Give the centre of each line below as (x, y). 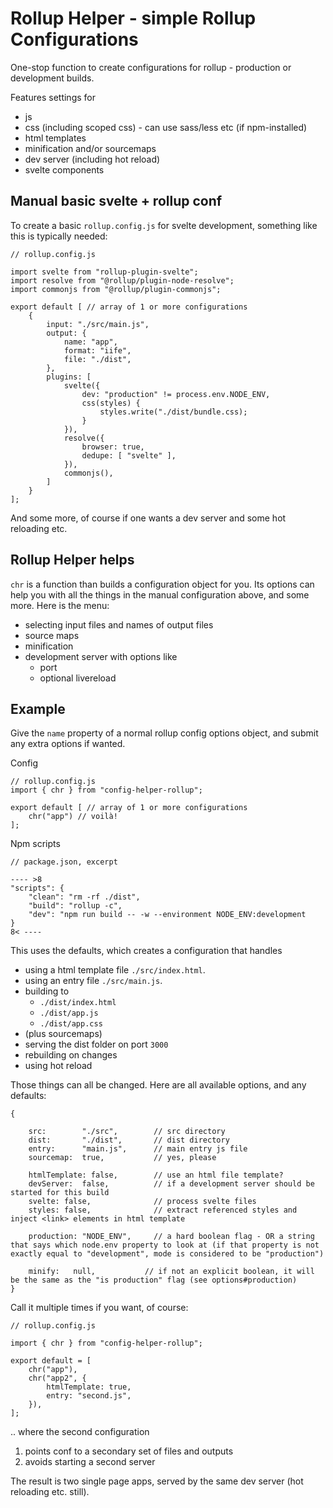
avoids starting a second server (90, 1462)
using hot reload (58, 1066)
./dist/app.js (69, 1013)
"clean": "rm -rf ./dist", (84, 897)
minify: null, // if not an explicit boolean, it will (171, 1272)
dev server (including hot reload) (92, 159)
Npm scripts (35, 844)
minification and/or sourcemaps (90, 148)
